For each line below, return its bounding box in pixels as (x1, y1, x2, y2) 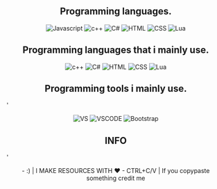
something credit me (86, 174, 146, 183)
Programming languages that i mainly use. (22, 44, 209, 56)
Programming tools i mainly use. (44, 83, 187, 94)
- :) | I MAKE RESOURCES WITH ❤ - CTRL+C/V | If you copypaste (21, 167, 210, 175)
